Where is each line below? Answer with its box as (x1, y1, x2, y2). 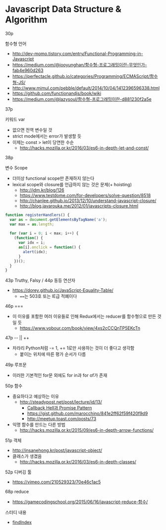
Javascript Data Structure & (5, 3, 121, 15)
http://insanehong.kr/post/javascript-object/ (12, 448, 103, 454)
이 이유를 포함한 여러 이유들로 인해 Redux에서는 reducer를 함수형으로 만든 (12, 314, 157, 320)
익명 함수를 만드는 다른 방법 (12, 422, 66, 428)
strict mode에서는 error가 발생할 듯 (12, 133, 82, 139)
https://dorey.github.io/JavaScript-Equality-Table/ (12, 287, 114, 293)
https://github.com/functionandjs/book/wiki (12, 90, 102, 96)
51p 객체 (5, 438, 22, 444)
